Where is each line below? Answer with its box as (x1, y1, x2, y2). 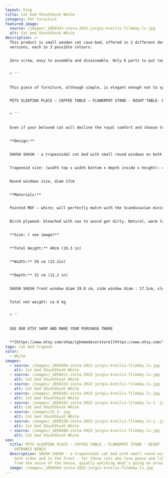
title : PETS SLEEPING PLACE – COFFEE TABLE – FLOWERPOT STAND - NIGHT (9, 442, 160, 447)
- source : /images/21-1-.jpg (9, 409, 70, 414)
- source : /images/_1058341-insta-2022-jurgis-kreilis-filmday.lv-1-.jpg (9, 400, 166, 405)
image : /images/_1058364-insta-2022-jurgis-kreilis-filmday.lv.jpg (9, 465, 153, 470)
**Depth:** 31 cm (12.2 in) (9, 272, 68, 278)
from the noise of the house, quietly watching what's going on (14, 460, 151, 465)
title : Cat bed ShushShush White (5, 12, 75, 17)
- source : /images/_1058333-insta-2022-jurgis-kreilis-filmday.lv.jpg (9, 381, 160, 386)
